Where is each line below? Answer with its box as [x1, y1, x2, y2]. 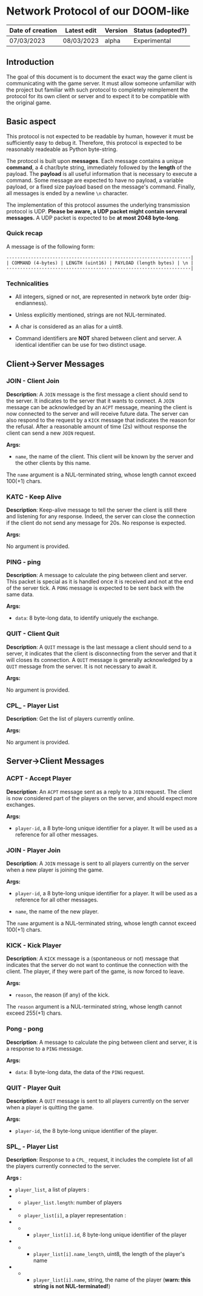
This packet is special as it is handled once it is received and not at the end [6, 578, 194, 586]
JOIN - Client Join [6, 377, 59, 386]
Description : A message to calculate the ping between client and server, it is [6, 1038, 198, 1046]
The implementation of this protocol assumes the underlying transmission [6, 201, 190, 209]
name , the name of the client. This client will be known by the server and [15, 453, 194, 460]
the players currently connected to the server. [6, 1163, 121, 1170]
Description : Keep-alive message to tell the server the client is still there [6, 506, 187, 513]
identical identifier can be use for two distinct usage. [15, 341, 147, 349]
